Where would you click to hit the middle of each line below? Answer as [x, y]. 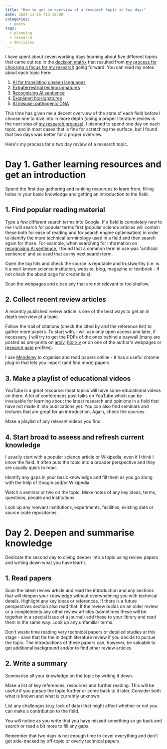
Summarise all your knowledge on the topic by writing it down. [69, 675]
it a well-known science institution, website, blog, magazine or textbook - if [82, 268]
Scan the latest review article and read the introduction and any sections [80, 590]
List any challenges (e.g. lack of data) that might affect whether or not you [81, 705]
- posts [18, 24]
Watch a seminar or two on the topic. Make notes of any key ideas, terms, [81, 492]
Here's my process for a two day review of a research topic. [67, 144]
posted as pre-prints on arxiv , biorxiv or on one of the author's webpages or [83, 342]
